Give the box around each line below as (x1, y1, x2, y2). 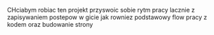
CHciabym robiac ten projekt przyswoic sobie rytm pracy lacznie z (7, 6, 195, 14)
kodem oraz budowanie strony (7, 21, 93, 28)
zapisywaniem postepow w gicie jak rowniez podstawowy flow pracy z (7, 13, 208, 21)
